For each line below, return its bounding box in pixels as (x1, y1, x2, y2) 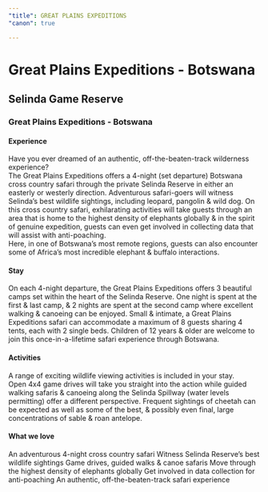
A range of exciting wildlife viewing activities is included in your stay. (8, 370, 234, 380)
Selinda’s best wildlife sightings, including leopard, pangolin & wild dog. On (8, 197, 255, 206)
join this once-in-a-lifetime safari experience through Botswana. (8, 334, 220, 344)
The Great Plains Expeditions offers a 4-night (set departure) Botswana (8, 171, 243, 181)
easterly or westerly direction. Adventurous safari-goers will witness (8, 188, 234, 198)
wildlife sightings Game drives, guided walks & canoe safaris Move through (8, 458, 256, 467)
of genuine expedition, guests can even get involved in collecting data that (8, 222, 254, 232)
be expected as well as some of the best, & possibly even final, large (8, 405, 234, 414)
